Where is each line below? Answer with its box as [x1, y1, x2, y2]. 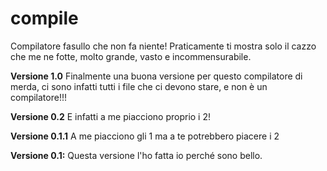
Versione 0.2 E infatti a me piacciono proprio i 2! [10, 110, 212, 122]
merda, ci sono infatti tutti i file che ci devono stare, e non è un [10, 80, 268, 92]
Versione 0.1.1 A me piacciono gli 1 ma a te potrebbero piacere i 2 [10, 130, 280, 142]
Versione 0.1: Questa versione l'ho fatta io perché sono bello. [10, 149, 263, 161]
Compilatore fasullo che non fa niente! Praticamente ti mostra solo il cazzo [10, 40, 317, 52]
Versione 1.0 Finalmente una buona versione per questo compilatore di [10, 70, 303, 82]
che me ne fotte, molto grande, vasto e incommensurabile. [10, 50, 252, 62]
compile [10, 7, 79, 30]
